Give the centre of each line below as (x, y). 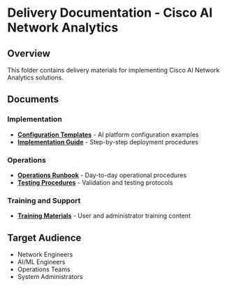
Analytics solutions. (36, 77)
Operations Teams (44, 269)
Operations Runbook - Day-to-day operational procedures (102, 175)
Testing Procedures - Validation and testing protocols (95, 182)
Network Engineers (45, 255)
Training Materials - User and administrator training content (104, 216)
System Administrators (50, 277)
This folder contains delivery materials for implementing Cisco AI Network (113, 70)
